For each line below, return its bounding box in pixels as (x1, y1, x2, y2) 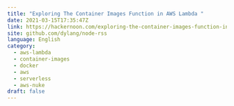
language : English (7, 36, 61, 43)
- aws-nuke (13, 82, 45, 89)
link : (7, 23, 23, 30)
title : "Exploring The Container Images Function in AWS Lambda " (7, 10, 204, 17)
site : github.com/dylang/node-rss (7, 29, 108, 37)
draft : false (7, 88, 45, 95)
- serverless (13, 75, 52, 82)
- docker (13, 62, 39, 69)
